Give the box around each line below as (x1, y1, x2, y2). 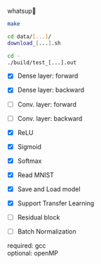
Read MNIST (17, 170, 55, 179)
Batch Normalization (17, 227, 77, 236)
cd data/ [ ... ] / (7, 32, 52, 40)
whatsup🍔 (7, 7, 36, 15)
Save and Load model (17, 184, 81, 193)
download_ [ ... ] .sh (7, 40, 61, 47)
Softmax (17, 156, 42, 165)
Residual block (17, 213, 60, 222)
